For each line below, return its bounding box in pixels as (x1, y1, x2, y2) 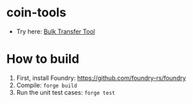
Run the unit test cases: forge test (16, 88, 116, 96)
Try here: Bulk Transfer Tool (16, 27, 95, 35)
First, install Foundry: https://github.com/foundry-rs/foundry (16, 74, 186, 82)
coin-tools (6, 5, 66, 20)
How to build (6, 51, 79, 67)
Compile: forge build (16, 80, 77, 89)
